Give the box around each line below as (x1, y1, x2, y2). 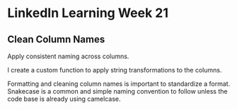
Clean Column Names (7, 33, 105, 45)
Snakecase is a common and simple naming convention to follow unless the (7, 87, 228, 95)
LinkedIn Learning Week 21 (7, 5, 168, 21)
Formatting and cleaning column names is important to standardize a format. (7, 79, 231, 88)
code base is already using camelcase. (7, 94, 121, 103)
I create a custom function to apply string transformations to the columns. (7, 66, 222, 74)
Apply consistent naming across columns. (7, 52, 129, 60)
